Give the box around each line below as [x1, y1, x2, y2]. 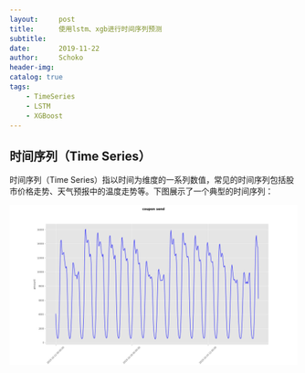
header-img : [9, 63, 55, 72]
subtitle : [9, 34, 47, 43]
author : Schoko [9, 53, 84, 63]
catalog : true [9, 73, 64, 82]
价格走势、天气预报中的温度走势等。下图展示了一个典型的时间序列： [16, 186, 274, 197]
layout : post [9, 15, 76, 24]
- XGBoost [26, 111, 64, 121]
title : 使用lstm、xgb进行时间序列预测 [9, 24, 163, 34]
